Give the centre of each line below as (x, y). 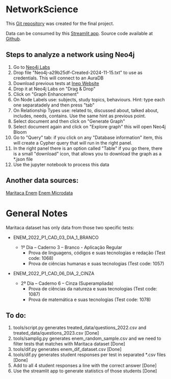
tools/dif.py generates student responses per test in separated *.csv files (89, 355)
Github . (13, 39)
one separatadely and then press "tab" (54, 105)
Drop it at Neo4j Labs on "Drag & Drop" (54, 89)
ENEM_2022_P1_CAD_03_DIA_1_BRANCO (56, 237)
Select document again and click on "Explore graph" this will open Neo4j (89, 126)
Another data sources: (42, 181)
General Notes (37, 213)
